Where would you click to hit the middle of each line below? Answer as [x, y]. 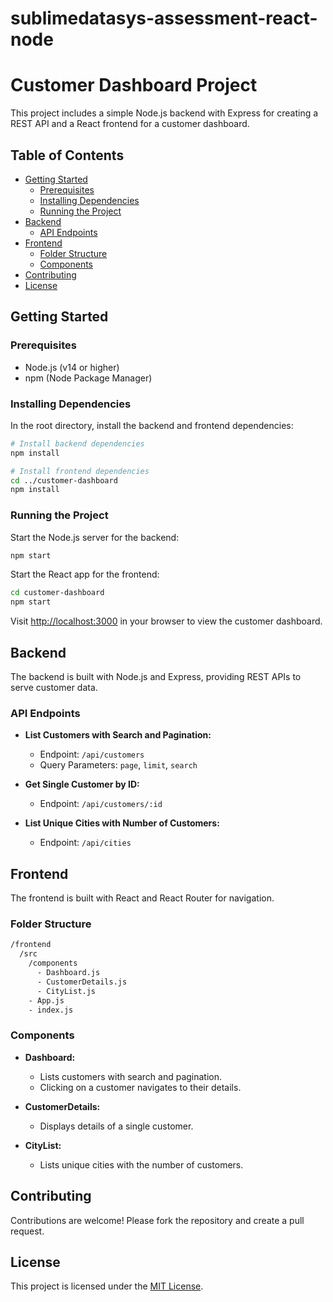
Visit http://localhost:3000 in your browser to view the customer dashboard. [166, 621]
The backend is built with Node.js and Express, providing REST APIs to [156, 677]
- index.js [51, 1010]
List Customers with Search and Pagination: [118, 735]
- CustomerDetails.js [82, 982]
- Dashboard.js [68, 973]
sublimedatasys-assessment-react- [164, 18]
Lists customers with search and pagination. [131, 1076]
